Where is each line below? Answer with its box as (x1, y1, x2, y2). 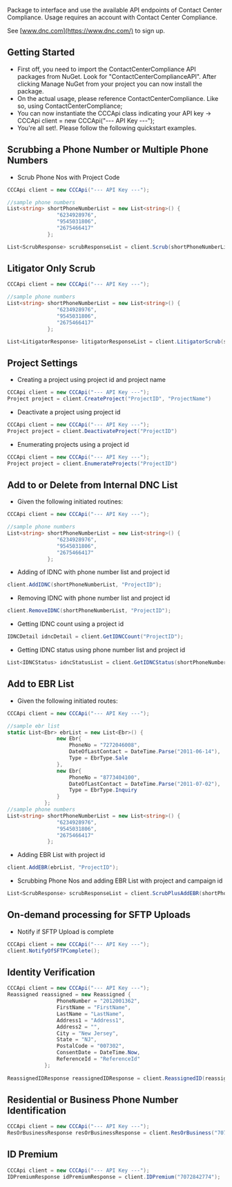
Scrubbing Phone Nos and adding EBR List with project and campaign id (17, 876, 223, 885)
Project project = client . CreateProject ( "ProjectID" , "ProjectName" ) (7, 396, 212, 403)
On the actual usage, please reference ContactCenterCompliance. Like (17, 94, 219, 102)
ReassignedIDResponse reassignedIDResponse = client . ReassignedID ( (7, 1075, 206, 1082)
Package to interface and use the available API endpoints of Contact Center (7, 6, 222, 14)
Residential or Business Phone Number (7, 1094, 179, 1105)
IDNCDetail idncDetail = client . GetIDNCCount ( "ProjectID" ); (7, 633, 184, 641)
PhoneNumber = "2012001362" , (56, 997, 140, 1005)
